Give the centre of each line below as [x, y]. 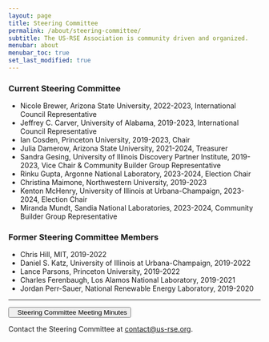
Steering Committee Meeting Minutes [72, 313]
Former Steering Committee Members [83, 237]
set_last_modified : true [50, 61]
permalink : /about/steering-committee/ [75, 30]
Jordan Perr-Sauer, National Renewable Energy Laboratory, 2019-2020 [137, 288]
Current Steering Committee [65, 88]
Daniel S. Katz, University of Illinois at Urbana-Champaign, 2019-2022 [135, 263]
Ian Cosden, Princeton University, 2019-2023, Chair [105, 140]
